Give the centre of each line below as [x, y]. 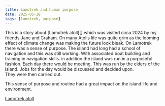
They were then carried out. [33, 75]
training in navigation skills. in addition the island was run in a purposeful [79, 59]
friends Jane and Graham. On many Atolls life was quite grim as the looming [82, 38]
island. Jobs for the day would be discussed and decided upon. [69, 69]
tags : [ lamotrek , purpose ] [33, 19]
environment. [18, 89]
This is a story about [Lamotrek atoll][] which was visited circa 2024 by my [81, 33]
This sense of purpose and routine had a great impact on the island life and [81, 84]
